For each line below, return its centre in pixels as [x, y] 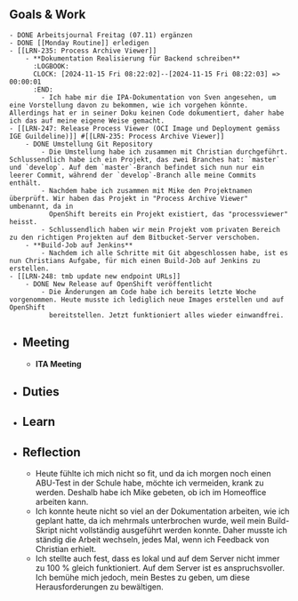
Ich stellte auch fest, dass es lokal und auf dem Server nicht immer [157, 558]
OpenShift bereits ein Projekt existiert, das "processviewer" [169, 214]
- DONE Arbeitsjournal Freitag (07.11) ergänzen [101, 35]
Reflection [52, 452]
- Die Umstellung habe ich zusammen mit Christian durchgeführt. [165, 152]
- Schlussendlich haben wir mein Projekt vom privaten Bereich [161, 229]
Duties [40, 392]
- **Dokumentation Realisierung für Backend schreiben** [133, 58]
